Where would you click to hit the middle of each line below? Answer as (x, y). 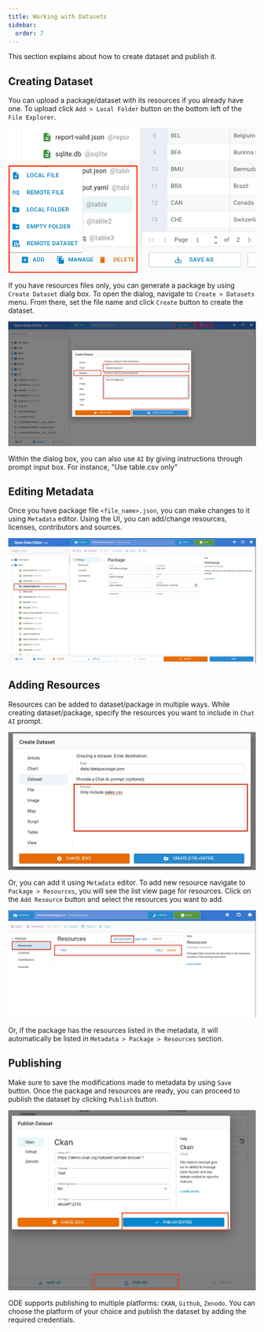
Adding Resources (54, 685)
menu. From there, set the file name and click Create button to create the (126, 302)
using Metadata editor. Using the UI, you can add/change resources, (117, 519)
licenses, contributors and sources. (65, 527)
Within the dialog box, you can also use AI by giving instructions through (126, 458)
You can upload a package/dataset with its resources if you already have (126, 100)
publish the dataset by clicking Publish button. (83, 1099)
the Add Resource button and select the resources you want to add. (116, 899)
